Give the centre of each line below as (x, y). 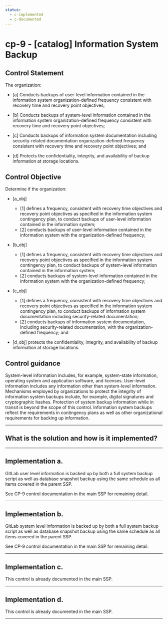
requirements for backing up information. (47, 418)
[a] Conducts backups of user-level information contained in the (78, 95)
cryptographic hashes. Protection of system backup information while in (79, 402)
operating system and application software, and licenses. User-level (75, 381)
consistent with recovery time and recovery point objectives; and (79, 146)
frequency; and (52, 333)
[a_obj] (19, 199)
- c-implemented (26, 15)
